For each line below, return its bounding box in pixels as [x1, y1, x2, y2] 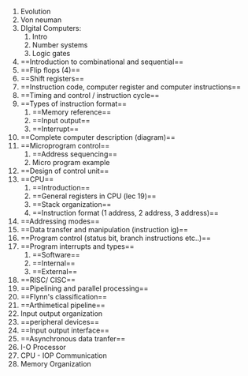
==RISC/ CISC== [20, 276, 76, 284]
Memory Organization [20, 359, 91, 368]
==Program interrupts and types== [20, 242, 135, 251]
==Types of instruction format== [20, 99, 127, 108]
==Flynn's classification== [20, 292, 108, 301]
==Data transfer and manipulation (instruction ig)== [20, 225, 188, 234]
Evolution [20, 7, 51, 16]
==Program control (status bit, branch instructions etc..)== [20, 233, 211, 243]
